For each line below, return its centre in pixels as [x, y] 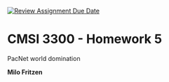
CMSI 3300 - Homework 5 [85, 39]
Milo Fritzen [25, 72]
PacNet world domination [44, 58]
